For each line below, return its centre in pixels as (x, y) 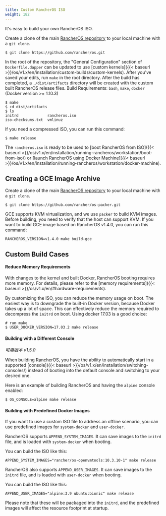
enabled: (14, 390)
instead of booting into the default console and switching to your (94, 371)
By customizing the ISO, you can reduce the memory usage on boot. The (79, 298)
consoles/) (16, 371)
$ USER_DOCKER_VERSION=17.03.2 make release (52, 327)
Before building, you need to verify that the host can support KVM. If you (79, 219)
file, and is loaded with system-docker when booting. (58, 442)
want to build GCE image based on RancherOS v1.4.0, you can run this (77, 225)
